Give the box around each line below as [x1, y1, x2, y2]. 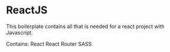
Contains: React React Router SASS [6, 40, 92, 47]
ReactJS [6, 4, 48, 17]
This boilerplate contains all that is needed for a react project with [6, 23, 165, 30]
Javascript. [6, 29, 33, 36]
